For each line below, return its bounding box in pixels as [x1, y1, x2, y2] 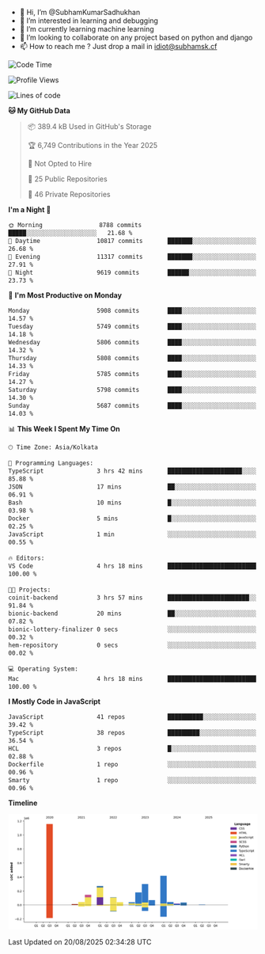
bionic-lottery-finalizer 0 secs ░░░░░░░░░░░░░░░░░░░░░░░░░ [8, 625, 257, 633]
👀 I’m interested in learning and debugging [19, 16, 158, 25]
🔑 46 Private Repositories [27, 190, 111, 199]
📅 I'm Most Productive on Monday [8, 291, 123, 300]
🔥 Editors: [8, 554, 45, 562]
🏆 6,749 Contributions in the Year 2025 [27, 141, 158, 150]
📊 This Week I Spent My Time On [8, 424, 120, 433]
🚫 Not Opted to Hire [27, 159, 93, 168]
